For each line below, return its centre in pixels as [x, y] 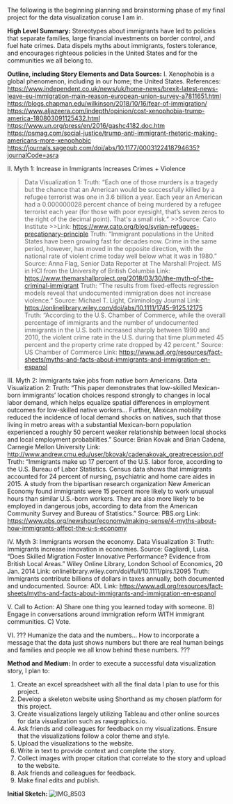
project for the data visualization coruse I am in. [75, 17]
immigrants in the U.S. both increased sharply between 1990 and [117, 330]
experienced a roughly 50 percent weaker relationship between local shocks [117, 432]
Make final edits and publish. [58, 780]
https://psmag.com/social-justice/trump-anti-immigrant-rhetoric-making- [112, 133]
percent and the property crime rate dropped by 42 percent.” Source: [124, 345]
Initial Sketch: [27, 794]
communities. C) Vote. [39, 621]
